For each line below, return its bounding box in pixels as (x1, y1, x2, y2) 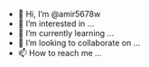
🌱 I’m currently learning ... (17, 28, 115, 38)
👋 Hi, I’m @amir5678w (17, 9, 101, 19)
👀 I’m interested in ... (17, 18, 95, 29)
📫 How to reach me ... (17, 48, 102, 58)
